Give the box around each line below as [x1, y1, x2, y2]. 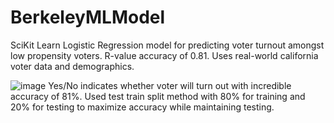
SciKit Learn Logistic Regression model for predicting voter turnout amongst [10, 39, 325, 51]
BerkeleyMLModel [10, 6, 166, 29]
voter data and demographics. [10, 60, 135, 72]
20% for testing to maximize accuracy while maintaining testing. [10, 101, 275, 113]
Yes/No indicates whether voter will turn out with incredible [48, 79, 292, 91]
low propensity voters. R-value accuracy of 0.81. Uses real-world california [10, 49, 319, 61]
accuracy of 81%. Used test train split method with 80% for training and [10, 90, 306, 102]
